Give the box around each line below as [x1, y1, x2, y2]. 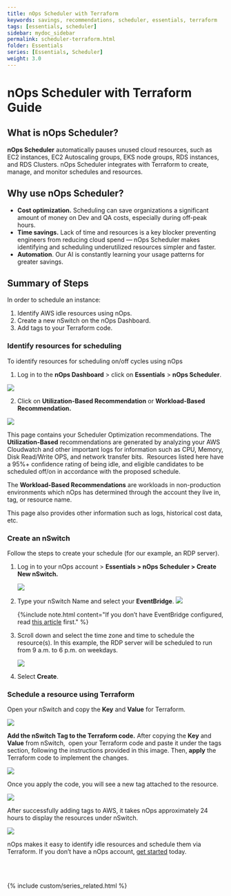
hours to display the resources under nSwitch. [7, 814, 139, 822]
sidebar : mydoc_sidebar [7, 29, 76, 37]
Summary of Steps [7, 277, 89, 289]
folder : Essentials [7, 42, 63, 49]
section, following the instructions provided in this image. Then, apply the [7, 747, 217, 755]
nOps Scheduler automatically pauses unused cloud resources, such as [7, 145, 212, 154]
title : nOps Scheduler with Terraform [7, 10, 119, 17]
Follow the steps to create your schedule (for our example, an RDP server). [7, 549, 219, 557]
